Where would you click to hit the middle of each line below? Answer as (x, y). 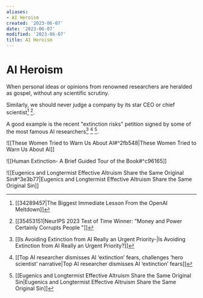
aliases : (17, 12)
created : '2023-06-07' (35, 23)
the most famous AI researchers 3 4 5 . (53, 131)
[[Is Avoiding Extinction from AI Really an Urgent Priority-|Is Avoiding (100, 239)
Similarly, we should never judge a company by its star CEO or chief (91, 105)
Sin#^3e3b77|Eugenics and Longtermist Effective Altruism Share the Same (99, 180)
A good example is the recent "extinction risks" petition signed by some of (99, 124)
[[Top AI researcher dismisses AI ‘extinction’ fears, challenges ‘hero (99, 258)
